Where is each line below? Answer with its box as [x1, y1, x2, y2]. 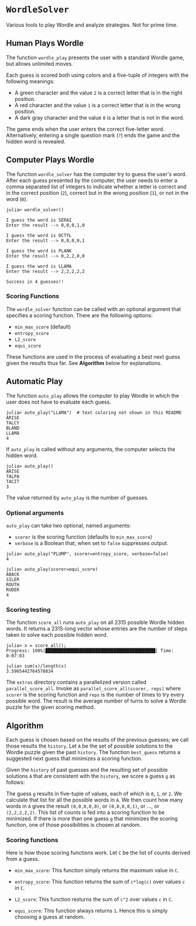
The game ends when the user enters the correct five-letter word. [6, 125, 165, 133]
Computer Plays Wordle [6, 155, 95, 165]
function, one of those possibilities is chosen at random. [6, 822, 142, 829]
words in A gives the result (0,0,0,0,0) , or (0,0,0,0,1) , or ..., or [6, 803, 160, 810]
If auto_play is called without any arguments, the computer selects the [6, 445, 176, 452]
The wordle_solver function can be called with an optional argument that [6, 305, 181, 312]
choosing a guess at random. [14, 914, 85, 921]
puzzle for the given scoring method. [6, 704, 95, 711]
